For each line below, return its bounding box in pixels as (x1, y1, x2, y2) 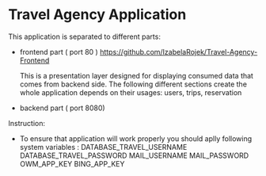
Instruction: (8, 118, 46, 128)
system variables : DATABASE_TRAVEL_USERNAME (19, 142, 188, 151)
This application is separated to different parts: (8, 32, 161, 41)
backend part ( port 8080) (19, 103, 105, 113)
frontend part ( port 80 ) (19, 47, 99, 56)
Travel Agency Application (8, 6, 187, 24)
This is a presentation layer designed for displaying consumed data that (19, 71, 253, 80)
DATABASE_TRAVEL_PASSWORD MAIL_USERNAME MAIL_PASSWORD (19, 151, 249, 160)
